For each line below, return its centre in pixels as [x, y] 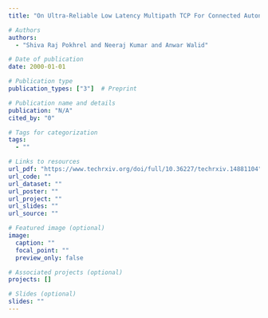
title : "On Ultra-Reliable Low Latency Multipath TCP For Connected [124, 16]
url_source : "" [33, 214]
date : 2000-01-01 [37, 67]
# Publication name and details [62, 103]
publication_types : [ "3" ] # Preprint [73, 89]
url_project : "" [35, 199]
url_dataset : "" [35, 184]
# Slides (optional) [43, 294]
